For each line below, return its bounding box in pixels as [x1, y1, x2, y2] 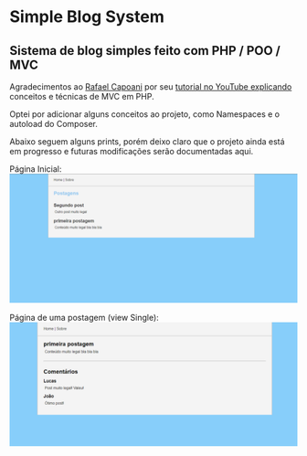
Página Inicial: [9, 164, 62, 175]
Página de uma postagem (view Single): [9, 313, 160, 323]
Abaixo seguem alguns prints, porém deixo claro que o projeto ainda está [9, 136, 285, 147]
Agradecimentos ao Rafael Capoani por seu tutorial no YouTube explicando [9, 81, 292, 92]
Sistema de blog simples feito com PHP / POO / [9, 43, 281, 58]
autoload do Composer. [9, 119, 99, 129]
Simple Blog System [9, 6, 164, 27]
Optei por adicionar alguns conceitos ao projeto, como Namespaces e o [9, 109, 281, 120]
